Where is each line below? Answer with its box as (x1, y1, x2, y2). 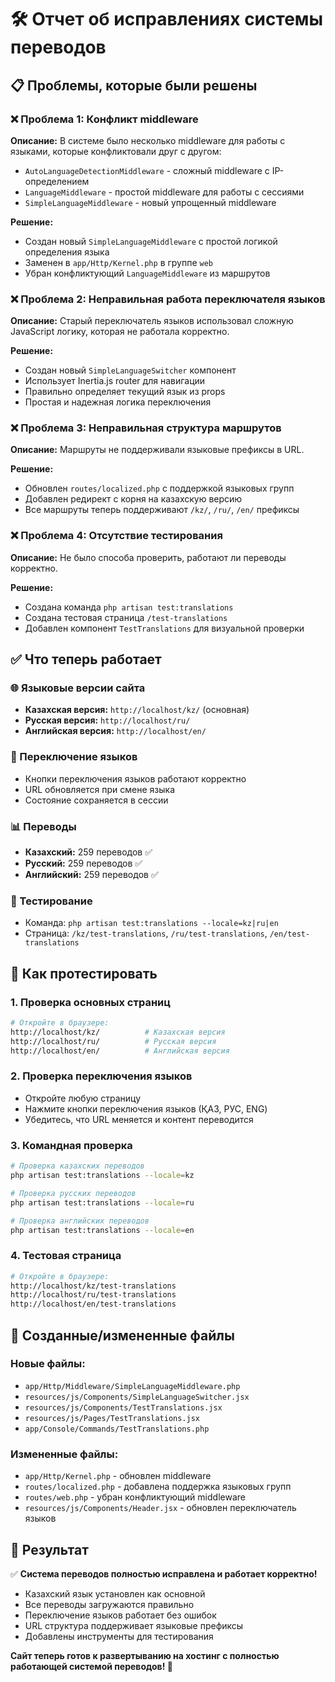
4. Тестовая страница (10, 1249, 122, 1263)
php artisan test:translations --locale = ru (10, 1197, 195, 1208)
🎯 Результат (10, 1541, 89, 1558)
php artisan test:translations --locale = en (10, 1225, 195, 1235)
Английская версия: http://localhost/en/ (24, 725, 207, 737)
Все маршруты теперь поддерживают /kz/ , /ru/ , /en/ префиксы (24, 504, 300, 516)
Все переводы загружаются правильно (24, 1598, 195, 1610)
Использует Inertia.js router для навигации (24, 375, 206, 387)
